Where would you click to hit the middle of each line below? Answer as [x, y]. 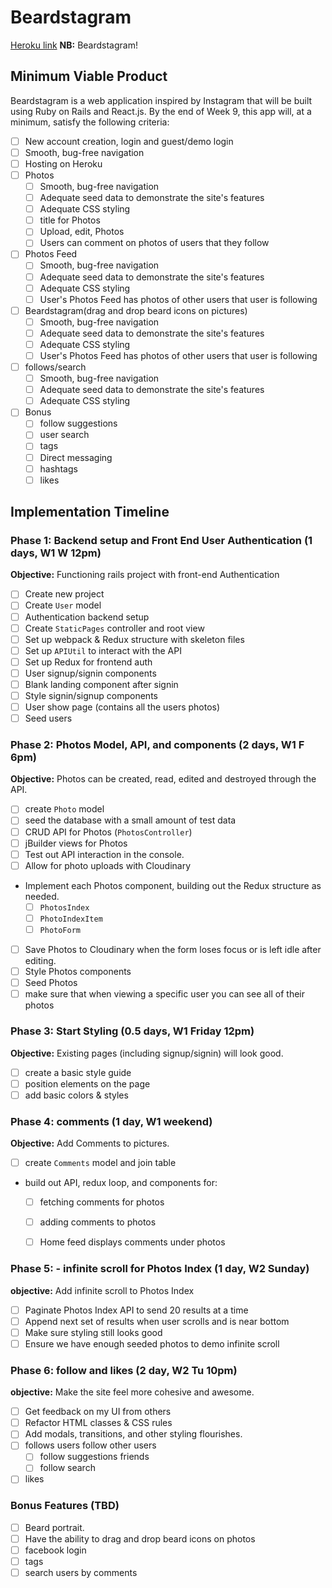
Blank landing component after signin [101, 684]
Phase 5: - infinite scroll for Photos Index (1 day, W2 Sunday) [160, 1269]
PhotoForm [60, 930]
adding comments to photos [98, 1222]
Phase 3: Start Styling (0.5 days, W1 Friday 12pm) [132, 1031]
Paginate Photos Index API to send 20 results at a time [136, 1310]
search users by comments [81, 1573]
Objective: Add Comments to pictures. [90, 1143]
